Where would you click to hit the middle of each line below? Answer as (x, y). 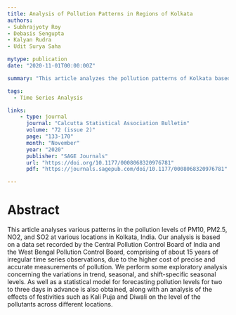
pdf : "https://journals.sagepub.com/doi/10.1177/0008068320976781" (127, 169)
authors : (20, 20)
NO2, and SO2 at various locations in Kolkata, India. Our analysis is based (114, 237)
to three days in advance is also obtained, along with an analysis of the (110, 290)
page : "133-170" (50, 136)
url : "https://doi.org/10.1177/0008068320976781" (100, 162)
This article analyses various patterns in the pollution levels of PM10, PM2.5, (117, 230)
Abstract (33, 210)
